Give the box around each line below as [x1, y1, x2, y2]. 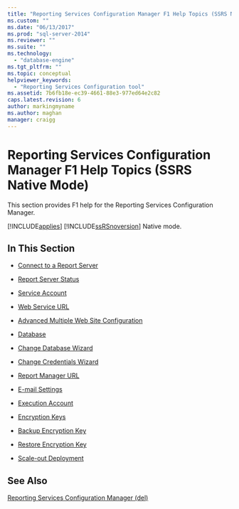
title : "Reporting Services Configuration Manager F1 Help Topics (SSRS [7, 10, 228, 18]
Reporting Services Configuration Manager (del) [7, 493, 149, 502]
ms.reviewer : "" [7, 37, 55, 44]
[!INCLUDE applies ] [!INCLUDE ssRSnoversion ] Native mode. [7, 222, 182, 230]
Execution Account [17, 399, 73, 407]
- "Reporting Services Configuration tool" [14, 83, 144, 90]
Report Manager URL [17, 371, 80, 380]
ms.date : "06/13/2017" [7, 23, 75, 31]
